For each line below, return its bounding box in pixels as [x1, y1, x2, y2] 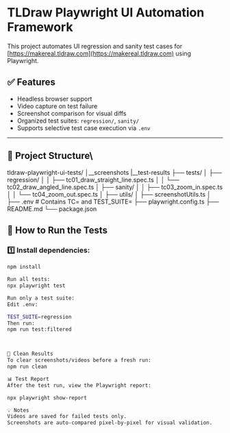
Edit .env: [7, 301, 38, 308]
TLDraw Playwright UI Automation [7, 5, 205, 21]
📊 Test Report [7, 375, 49, 382]
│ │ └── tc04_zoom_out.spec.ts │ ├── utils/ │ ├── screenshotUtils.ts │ [7, 190, 212, 198]
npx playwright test [7, 282, 66, 289]
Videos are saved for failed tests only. [7, 413, 127, 420]
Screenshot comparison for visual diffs [16, 109, 127, 117]
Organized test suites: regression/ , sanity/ [16, 116, 140, 125]
